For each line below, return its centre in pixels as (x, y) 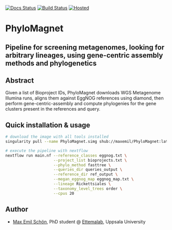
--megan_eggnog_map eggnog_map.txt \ (94, 179)
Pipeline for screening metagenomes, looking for (85, 47)
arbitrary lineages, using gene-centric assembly (84, 55)
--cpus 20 (64, 193)
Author (17, 209)
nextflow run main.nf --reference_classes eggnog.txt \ (66, 156)
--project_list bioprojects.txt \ (90, 160)
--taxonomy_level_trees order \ (88, 189)
